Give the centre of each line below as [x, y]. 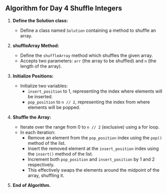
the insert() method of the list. [60, 153]
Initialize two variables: [44, 86]
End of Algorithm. [32, 185]
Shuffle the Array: [32, 117]
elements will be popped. [54, 107]
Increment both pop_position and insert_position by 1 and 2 [91, 159]
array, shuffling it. [46, 175]
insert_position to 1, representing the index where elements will [95, 91]
